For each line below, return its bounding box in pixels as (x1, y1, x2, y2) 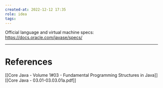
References (5, 56, 52, 67)
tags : (5, 16, 16, 21)
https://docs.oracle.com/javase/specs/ (5, 35, 82, 40)
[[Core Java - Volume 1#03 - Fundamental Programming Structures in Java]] (5, 72, 158, 78)
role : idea (5, 12, 27, 17)
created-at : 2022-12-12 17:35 (5, 7, 66, 12)
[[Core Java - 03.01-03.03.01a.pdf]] (5, 77, 77, 83)
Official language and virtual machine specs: (5, 30, 94, 35)
